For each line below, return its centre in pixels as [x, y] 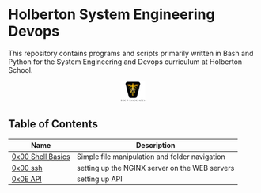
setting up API [99, 179]
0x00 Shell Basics [41, 157]
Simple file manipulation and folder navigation [151, 157]
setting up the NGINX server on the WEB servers [155, 168]
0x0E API [26, 179]
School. [21, 70]
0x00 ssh [27, 168]
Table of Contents [53, 124]
